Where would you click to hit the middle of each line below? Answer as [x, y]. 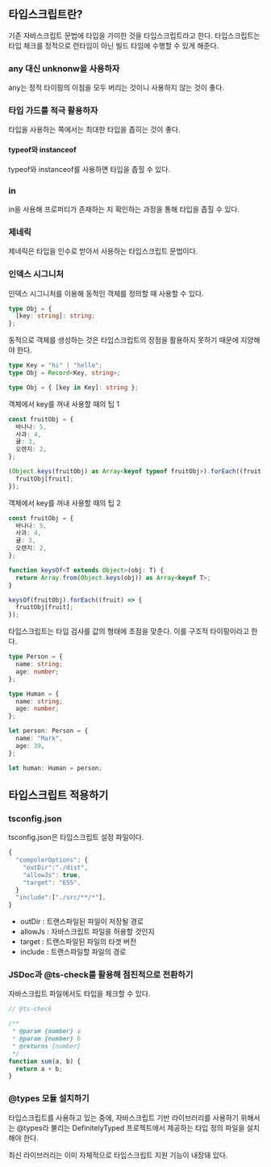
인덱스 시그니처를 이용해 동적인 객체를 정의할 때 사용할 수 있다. [106, 293]
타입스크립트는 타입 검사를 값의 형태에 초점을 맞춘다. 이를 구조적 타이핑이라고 [129, 632]
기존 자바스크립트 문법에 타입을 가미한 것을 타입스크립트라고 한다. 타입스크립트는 [134, 36]
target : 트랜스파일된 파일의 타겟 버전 [78, 942]
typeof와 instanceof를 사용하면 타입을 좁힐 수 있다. [90, 169]
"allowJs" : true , [52, 875]
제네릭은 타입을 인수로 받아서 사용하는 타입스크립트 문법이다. [103, 251]
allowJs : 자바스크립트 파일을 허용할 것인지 [87, 932]
